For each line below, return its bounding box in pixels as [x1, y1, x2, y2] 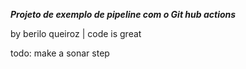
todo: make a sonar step [10, 47, 110, 59]
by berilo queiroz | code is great [10, 28, 142, 39]
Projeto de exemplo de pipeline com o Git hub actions [10, 9, 237, 20]
